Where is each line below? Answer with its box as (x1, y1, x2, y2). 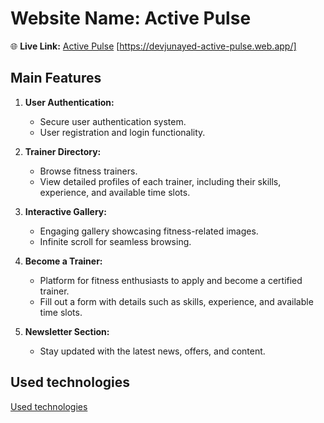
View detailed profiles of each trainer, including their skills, (39, 175, 282, 187)
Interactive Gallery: (24, 205, 107, 217)
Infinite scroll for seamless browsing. (39, 235, 192, 247)
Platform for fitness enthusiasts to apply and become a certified (39, 274, 303, 286)
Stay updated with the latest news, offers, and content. (39, 345, 266, 357)
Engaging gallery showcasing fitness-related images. (39, 225, 259, 237)
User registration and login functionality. (39, 126, 206, 138)
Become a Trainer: (24, 255, 103, 267)
